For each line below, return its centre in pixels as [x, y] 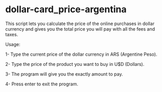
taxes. [12, 34]
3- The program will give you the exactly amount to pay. [64, 74]
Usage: [13, 44]
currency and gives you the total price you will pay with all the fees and [80, 29]
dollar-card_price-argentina [66, 9]
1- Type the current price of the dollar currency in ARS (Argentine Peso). [81, 54]
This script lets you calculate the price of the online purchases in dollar [80, 24]
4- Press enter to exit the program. [42, 84]
